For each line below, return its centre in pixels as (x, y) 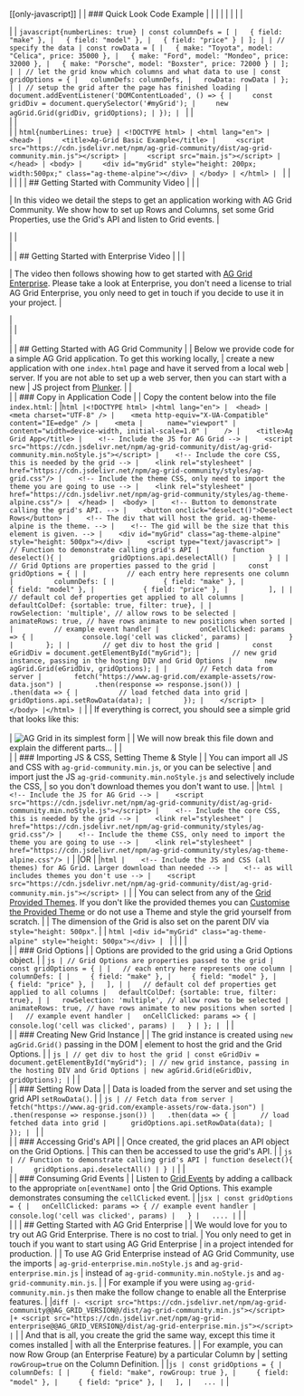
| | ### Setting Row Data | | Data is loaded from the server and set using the (151, 1089)
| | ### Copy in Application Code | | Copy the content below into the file (143, 397)
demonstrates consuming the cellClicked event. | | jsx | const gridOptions (152, 1198)
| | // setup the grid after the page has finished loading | (129, 88)
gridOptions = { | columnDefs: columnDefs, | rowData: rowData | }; (149, 80)
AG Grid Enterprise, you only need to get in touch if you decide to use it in (147, 293)
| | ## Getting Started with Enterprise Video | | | (97, 256)
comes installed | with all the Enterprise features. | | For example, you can (146, 1345)
